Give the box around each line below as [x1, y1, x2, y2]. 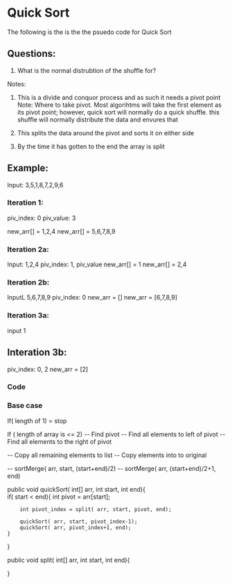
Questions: [7, 48, 56, 60]
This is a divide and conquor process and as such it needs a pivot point [17, 93, 221, 101]
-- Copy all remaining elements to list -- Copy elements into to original [7, 451, 207, 459]
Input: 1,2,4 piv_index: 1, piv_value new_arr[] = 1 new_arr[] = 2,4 [7, 260, 187, 268]
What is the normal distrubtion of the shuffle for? [17, 66, 157, 74]
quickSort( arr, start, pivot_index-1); [19, 518, 138, 525]
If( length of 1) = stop [7, 416, 67, 424]
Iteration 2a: [7, 244, 50, 254]
